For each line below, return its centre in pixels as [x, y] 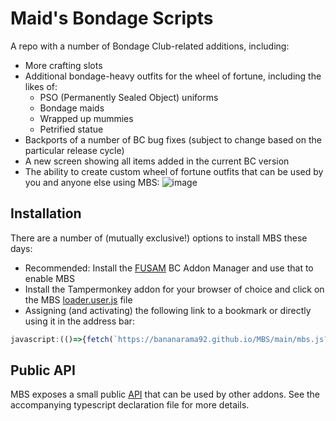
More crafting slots [63, 65]
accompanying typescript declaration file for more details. [130, 405]
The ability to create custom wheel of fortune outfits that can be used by [174, 171]
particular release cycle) [74, 150]
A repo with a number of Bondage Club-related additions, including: [150, 46]
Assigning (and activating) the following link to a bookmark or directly [168, 310]
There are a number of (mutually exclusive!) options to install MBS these [159, 238]
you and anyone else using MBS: [92, 182]
